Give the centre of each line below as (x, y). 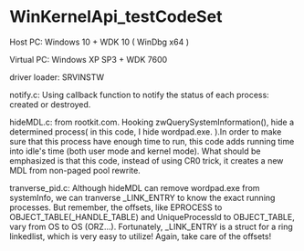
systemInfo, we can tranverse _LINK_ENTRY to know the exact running (142, 197)
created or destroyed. (50, 104)
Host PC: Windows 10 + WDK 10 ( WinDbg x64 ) (100, 42)
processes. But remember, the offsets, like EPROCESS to (116, 207)
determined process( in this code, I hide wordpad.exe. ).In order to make (146, 131)
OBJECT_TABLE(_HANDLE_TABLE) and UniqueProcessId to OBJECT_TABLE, (152, 216)
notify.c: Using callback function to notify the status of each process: (139, 95)
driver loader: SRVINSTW (57, 77)
